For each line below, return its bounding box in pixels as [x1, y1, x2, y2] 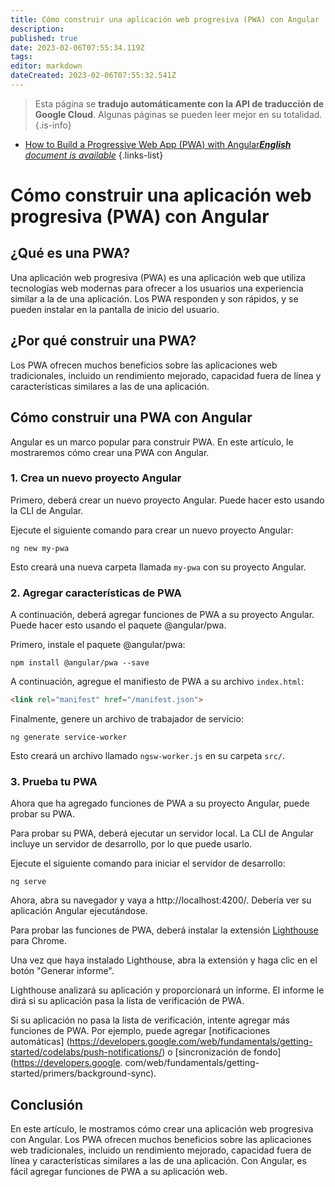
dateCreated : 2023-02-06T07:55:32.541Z [10, 71, 177, 81]
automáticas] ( [10, 1036, 70, 1048]
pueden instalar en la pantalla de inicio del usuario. [10, 303, 220, 315]
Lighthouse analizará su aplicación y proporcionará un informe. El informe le [10, 984, 325, 996]
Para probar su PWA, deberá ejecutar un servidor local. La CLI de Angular [10, 827, 314, 840]
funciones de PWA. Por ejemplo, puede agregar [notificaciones [10, 1025, 271, 1037]
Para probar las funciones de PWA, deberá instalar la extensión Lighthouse [10, 924, 319, 936]
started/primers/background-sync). [10, 1067, 157, 1080]
